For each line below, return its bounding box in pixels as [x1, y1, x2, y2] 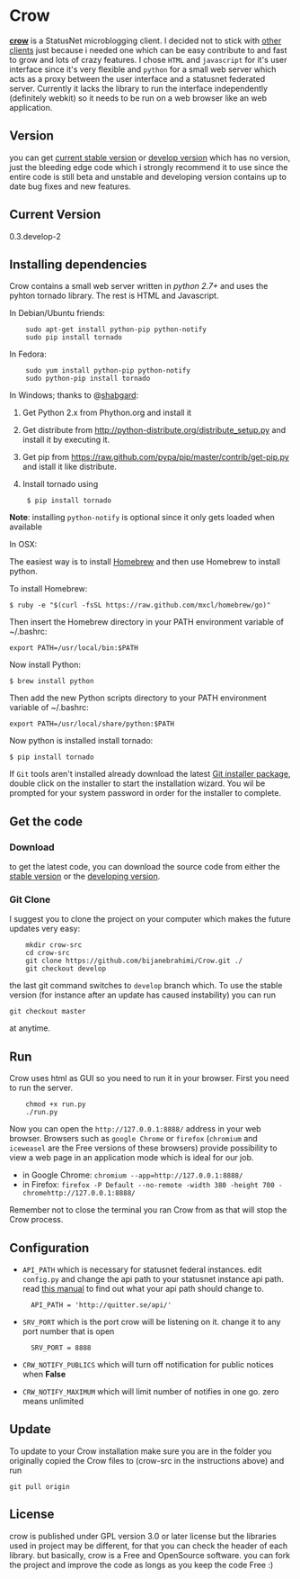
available [9, 521, 43, 532]
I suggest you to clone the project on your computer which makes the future [9, 914, 291, 925]
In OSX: [9, 539, 38, 550]
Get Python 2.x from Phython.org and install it [22, 407, 191, 419]
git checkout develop [25, 964, 106, 973]
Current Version [9, 207, 101, 222]
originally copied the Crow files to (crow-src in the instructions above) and [9, 1455, 285, 1466]
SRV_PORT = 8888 [31, 1343, 92, 1352]
